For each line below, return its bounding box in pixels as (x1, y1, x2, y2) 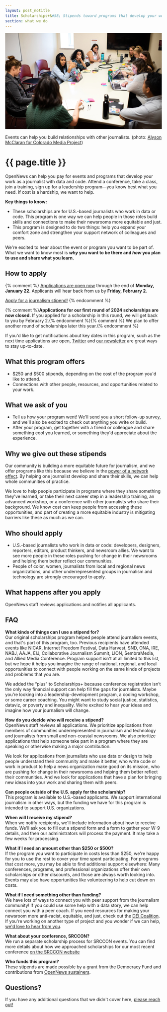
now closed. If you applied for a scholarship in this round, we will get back (5, 312, 158, 318)
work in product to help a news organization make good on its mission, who (5, 763, 160, 770)
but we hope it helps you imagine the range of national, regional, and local (5, 661, 157, 667)
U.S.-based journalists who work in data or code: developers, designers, (12, 542, 161, 548)
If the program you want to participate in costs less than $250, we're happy (5, 850, 160, 856)
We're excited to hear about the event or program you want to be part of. (5, 244, 154, 250)
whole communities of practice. (5, 478, 70, 484)
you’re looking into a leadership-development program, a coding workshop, (5, 691, 160, 698)
